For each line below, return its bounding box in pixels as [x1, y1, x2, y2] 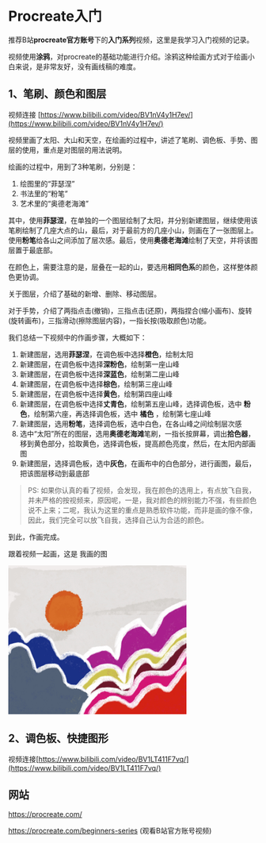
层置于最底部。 [8, 245, 57, 255]
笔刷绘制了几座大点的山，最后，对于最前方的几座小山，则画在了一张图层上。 [8, 225, 258, 235]
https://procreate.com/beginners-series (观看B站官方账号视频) [8, 826, 212, 836]
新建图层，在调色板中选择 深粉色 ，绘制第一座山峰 [19, 359, 180, 369]
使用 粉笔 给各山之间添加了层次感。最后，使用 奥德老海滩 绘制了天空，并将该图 [8, 235, 258, 244]
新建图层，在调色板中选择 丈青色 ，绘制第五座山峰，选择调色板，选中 [19, 398, 242, 409]
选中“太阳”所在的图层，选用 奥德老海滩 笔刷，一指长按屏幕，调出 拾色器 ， [19, 429, 256, 438]
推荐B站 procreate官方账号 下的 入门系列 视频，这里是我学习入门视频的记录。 [8, 35, 254, 44]
